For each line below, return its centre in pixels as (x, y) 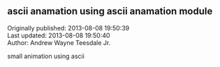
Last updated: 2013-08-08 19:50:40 (59, 35)
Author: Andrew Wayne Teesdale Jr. (59, 42)
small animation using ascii (46, 56)
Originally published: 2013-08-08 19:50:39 (68, 28)
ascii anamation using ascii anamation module (110, 11)
